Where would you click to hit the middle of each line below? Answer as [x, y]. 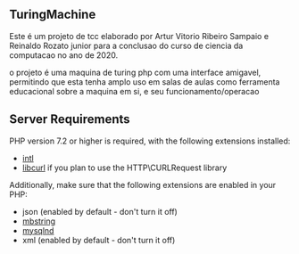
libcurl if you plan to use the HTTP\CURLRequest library [125, 168]
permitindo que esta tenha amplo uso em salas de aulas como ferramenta [145, 82]
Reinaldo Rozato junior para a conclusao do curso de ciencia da [126, 45]
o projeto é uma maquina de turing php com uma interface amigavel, [135, 72]
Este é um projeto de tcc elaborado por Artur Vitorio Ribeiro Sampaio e [139, 36]
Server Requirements [70, 119]
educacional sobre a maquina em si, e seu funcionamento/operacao [134, 91]
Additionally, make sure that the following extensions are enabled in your [143, 184]
